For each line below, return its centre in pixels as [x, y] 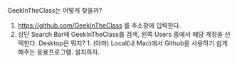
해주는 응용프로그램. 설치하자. [59, 52]
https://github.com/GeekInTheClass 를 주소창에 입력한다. [99, 25]
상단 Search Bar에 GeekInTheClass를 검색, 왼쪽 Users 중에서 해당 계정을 [120, 34]
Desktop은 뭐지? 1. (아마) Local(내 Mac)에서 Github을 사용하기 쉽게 [133, 43]
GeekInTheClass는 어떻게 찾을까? [55, 10]
